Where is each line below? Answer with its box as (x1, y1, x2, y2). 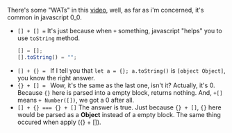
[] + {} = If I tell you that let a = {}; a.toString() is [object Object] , (17, 66, 226, 75)
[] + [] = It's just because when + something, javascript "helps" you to (17, 27, 222, 35)
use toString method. (17, 34, 81, 42)
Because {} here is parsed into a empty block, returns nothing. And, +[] (17, 88, 224, 96)
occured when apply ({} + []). (17, 118, 102, 126)
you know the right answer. (17, 73, 95, 82)
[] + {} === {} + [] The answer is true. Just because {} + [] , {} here (17, 103, 222, 112)
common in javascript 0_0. (7, 13, 82, 21)
